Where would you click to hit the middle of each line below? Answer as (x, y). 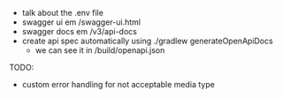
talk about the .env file (63, 13)
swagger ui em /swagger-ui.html (81, 22)
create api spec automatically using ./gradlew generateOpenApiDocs (148, 41)
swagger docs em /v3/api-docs (79, 31)
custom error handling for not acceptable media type (118, 84)
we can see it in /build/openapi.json (100, 50)
